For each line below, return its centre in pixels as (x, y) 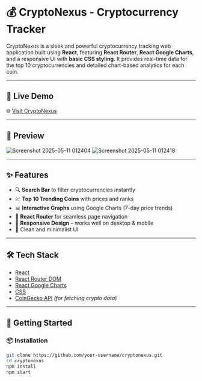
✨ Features (27, 175)
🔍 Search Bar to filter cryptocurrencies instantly (75, 190)
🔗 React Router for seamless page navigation (71, 217)
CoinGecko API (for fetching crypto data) (66, 298)
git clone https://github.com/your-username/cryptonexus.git (84, 355)
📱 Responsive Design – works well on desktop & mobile (84, 223)
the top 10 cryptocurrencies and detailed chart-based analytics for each (95, 65)
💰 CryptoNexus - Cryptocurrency (93, 12)
